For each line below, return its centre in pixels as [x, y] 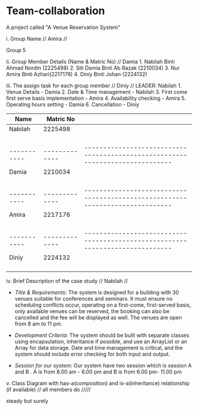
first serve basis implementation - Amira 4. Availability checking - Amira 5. [96, 98]
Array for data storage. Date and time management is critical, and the [99, 347]
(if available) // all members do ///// [49, 389]
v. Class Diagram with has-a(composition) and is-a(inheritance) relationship [98, 383]
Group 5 [16, 50]
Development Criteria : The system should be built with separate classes [102, 335]
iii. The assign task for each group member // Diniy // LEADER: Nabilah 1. [94, 85]
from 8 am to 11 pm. [39, 324]
